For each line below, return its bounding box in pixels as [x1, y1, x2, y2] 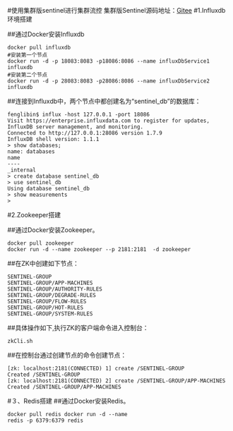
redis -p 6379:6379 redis [7, 417, 83, 424]
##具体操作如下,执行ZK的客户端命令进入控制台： [7, 324, 149, 332]
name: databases [7, 148, 55, 155]
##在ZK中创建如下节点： [7, 260, 79, 267]
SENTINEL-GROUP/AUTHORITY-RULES [7, 286, 102, 293]
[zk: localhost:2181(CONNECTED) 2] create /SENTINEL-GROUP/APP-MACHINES [7, 377, 226, 384]
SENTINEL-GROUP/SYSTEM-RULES [7, 310, 93, 317]
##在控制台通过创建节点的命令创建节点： [7, 351, 127, 359]
